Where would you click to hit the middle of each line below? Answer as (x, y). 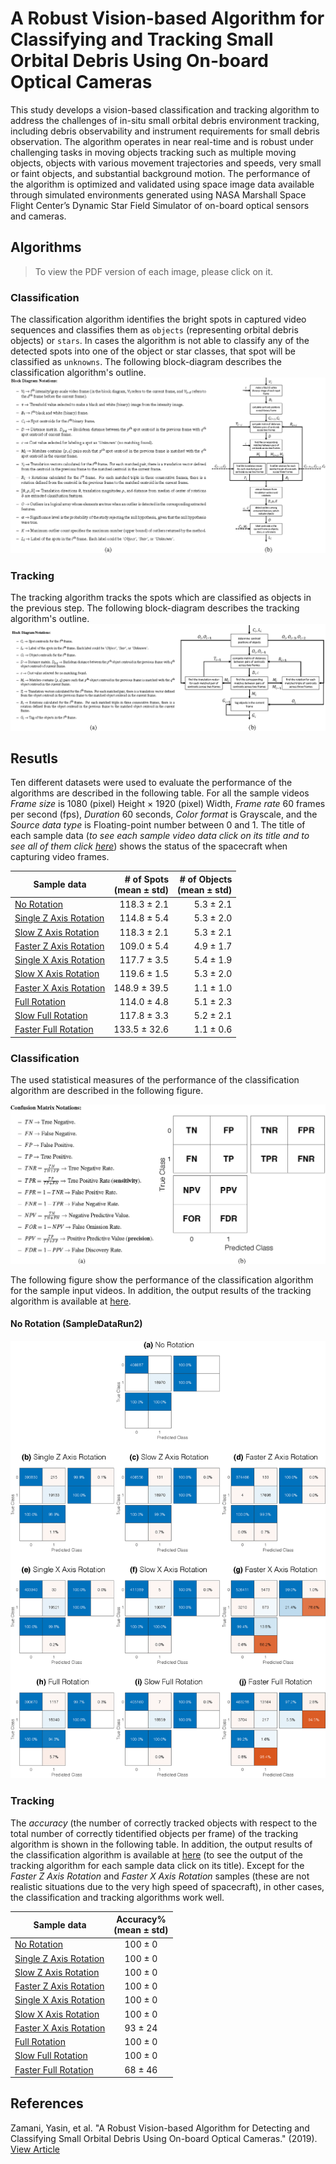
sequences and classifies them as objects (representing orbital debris (154, 330)
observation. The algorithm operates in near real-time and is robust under (162, 141)
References (47, 2103)
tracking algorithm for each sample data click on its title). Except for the (157, 1865)
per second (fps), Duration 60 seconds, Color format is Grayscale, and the (164, 814)
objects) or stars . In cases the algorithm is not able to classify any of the (160, 341)
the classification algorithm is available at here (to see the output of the (156, 1854)
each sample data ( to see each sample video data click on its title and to (160, 836)
